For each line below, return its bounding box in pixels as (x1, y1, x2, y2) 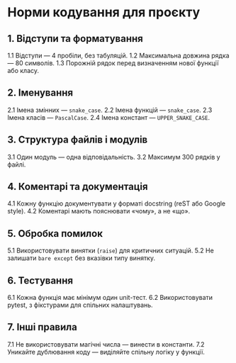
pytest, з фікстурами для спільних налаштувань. (7, 301, 154, 309)
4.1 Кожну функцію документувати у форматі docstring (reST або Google (7, 199, 226, 208)
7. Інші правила (7, 321, 78, 333)
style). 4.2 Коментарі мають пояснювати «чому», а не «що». (7, 207, 191, 216)
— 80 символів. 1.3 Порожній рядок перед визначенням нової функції (7, 59, 219, 67)
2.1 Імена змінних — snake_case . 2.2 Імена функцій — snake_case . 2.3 (7, 106, 213, 114)
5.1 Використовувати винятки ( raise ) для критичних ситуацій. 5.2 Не (7, 246, 214, 255)
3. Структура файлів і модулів (7, 134, 148, 146)
